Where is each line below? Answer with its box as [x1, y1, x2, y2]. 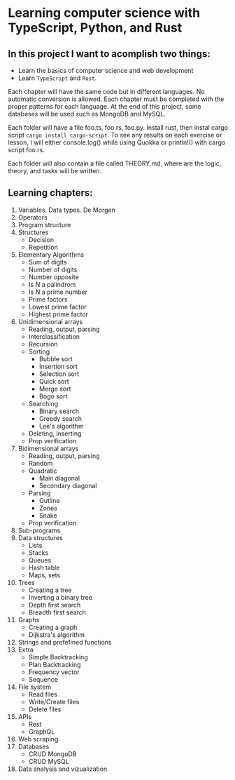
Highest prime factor [28, 310, 88, 318]
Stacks [28, 549, 49, 557]
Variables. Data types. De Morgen [17, 206, 116, 214]
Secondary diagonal [38, 481, 97, 490]
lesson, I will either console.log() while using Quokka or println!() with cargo [8, 138, 226, 147]
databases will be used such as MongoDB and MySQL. [8, 110, 166, 118]
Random [28, 459, 53, 467]
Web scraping [17, 734, 59, 743]
